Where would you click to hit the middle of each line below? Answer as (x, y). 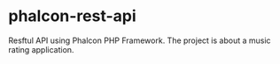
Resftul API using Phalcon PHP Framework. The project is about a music (140, 40)
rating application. (41, 49)
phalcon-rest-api (72, 16)
